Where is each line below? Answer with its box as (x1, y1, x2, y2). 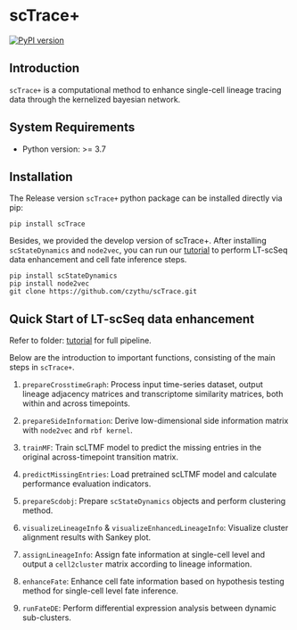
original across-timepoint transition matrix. (21, 452, 178, 462)
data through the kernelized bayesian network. (9, 94, 181, 104)
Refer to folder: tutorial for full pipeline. (9, 336, 152, 346)
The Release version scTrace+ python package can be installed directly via (9, 193, 283, 203)
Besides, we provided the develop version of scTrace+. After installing (9, 236, 267, 246)
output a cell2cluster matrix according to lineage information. (21, 559, 252, 569)
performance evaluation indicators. (21, 478, 152, 489)
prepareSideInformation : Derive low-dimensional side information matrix (21, 416, 289, 427)
